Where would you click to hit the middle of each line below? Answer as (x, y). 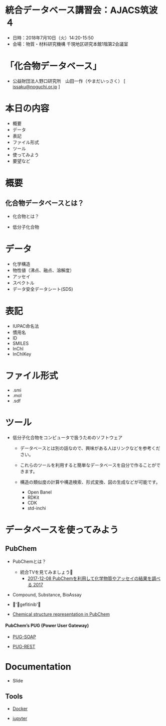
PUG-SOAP (24, 637)
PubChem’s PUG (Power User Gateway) (47, 626)
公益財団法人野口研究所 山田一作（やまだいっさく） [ (69, 81)
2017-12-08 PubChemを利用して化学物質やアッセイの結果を (90, 578)
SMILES (21, 343)
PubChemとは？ (29, 561)
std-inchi (37, 508)
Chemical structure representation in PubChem (61, 614)
